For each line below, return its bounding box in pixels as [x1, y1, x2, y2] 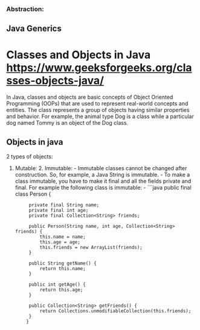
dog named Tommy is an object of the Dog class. [6, 119, 129, 127]
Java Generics [6, 24, 62, 34]
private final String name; [28, 202, 100, 208]
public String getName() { [28, 260, 97, 266]
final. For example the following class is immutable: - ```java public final [15, 184, 192, 191]
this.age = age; [39, 239, 80, 245]
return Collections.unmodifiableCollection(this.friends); [39, 308, 192, 314]
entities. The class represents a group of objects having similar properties [6, 107, 190, 114]
